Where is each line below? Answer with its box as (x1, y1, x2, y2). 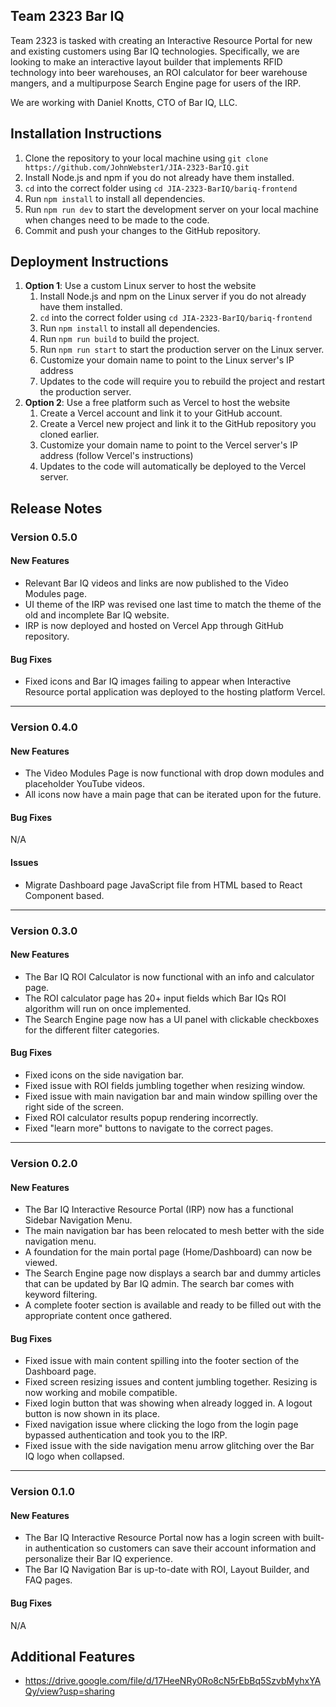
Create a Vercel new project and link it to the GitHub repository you (39, 418, 317, 430)
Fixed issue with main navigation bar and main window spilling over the (24, 1090, 318, 1103)
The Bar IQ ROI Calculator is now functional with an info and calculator (24, 970, 315, 983)
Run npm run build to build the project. (39, 333, 200, 345)
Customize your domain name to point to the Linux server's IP (39, 354, 295, 366)
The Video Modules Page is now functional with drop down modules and (24, 767, 325, 779)
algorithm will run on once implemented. (24, 1002, 192, 1014)
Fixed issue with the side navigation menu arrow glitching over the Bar (24, 1440, 315, 1452)
